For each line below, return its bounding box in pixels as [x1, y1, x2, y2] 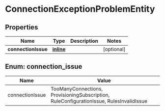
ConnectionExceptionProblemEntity [5, 3, 155, 15]
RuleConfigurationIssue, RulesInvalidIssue [51, 97, 148, 104]
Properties [5, 23, 38, 31]
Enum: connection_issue [5, 62, 82, 71]
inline [52, 46, 66, 53]
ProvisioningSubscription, [51, 91, 110, 98]
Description [70, 38, 98, 44]
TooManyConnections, [51, 85, 103, 92]
